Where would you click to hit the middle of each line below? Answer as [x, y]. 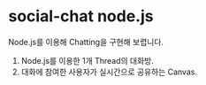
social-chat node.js [81, 16]
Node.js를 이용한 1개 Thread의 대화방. [87, 60]
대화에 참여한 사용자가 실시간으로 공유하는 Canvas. [109, 72]
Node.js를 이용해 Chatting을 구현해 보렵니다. [86, 42]
